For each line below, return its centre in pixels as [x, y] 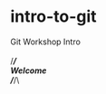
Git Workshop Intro [45, 42]
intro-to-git [54, 17]
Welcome [29, 70]
